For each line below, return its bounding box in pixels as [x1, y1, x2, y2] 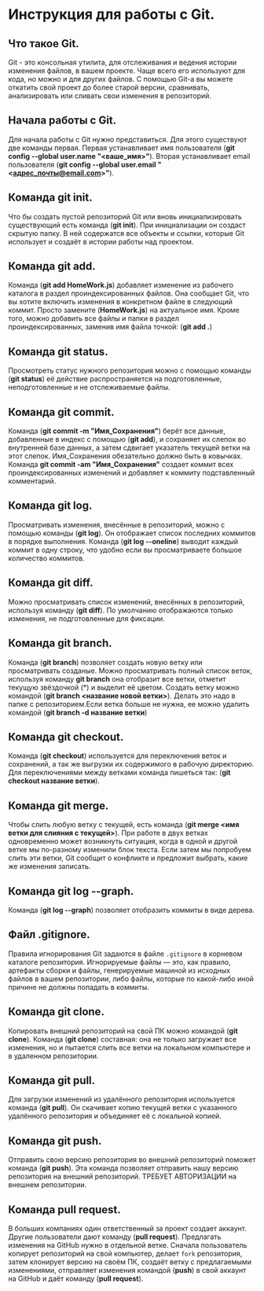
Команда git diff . [8, 576, 93, 590]
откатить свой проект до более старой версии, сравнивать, [8, 83, 210, 92]
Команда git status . [8, 344, 108, 359]
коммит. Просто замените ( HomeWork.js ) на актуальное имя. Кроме [8, 305, 240, 315]
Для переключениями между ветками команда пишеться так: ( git [8, 768, 231, 778]
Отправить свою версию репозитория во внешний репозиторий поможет [8, 1155, 256, 1164]
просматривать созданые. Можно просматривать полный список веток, [8, 666, 253, 675]
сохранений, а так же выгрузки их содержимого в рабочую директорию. [8, 760, 255, 769]
